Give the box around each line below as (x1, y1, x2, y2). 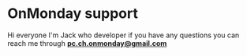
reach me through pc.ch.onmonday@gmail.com (7, 38, 167, 47)
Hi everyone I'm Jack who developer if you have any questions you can (7, 30, 240, 40)
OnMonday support (7, 5, 139, 23)
